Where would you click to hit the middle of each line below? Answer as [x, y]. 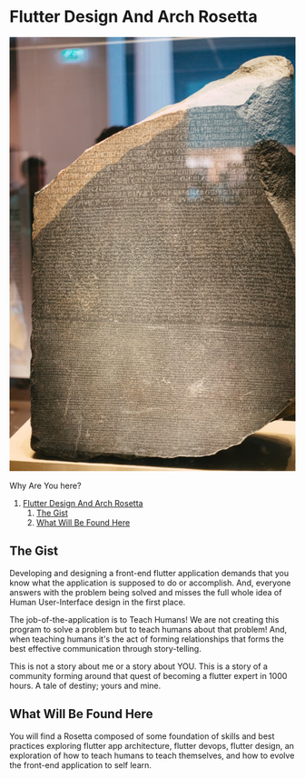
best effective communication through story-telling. [105, 648]
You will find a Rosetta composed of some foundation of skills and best [142, 736]
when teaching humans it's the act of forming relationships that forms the [147, 639]
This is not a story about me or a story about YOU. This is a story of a [138, 666]
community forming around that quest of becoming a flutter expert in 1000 [148, 675]
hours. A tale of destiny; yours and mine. [85, 685]
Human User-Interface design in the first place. [98, 602]
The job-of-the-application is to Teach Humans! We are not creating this [144, 619]
